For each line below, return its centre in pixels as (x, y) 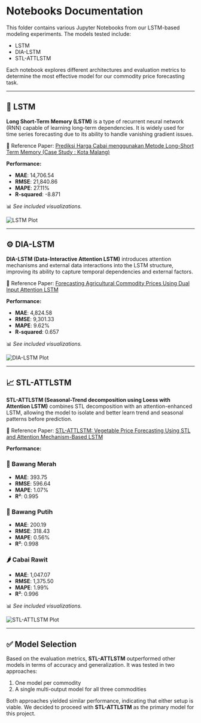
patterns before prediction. (39, 419)
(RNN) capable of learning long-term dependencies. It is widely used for (95, 127)
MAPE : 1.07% (32, 490)
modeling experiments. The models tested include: (69, 33)
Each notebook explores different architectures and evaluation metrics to (96, 69)
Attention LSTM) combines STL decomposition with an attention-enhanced (99, 406)
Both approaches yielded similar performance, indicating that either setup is (100, 701)
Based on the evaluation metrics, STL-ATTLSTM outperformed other (91, 658)
